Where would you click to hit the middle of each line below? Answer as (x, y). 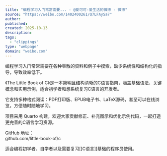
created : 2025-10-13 (27, 28)
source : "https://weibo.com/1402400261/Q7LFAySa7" (59, 14)
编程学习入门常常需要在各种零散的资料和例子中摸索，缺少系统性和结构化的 (81, 66)
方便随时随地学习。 (33, 105)
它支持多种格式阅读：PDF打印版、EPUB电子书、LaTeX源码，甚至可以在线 (80, 99)
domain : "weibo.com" (27, 51)
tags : (11, 38)
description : (19, 33)
